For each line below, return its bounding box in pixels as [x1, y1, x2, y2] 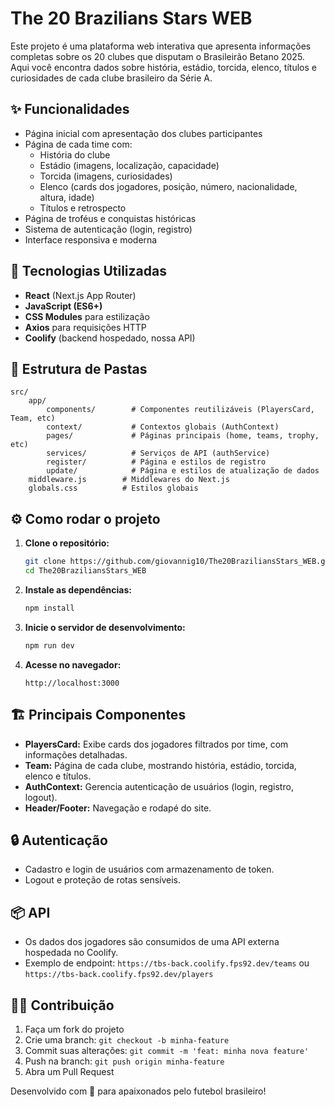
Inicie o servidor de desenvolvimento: [24, 621, 186, 633]
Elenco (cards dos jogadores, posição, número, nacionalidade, [39, 180, 298, 192]
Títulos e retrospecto [39, 202, 127, 214]
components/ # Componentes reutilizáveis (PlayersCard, [46, 405, 315, 415]
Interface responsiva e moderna [24, 233, 158, 246]
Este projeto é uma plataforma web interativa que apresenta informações [10, 40, 312, 52]
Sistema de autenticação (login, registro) [24, 223, 193, 235]
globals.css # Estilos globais [28, 483, 199, 494]
